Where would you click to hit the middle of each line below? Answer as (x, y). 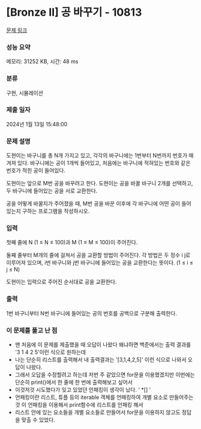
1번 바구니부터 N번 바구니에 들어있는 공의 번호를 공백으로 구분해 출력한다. (91, 313)
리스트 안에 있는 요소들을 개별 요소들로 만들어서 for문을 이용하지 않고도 (98, 412)
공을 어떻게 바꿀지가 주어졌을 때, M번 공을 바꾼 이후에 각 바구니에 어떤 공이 (93, 204)
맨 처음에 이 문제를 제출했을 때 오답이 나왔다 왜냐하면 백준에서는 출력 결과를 (103, 345)
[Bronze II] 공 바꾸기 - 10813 (74, 12)
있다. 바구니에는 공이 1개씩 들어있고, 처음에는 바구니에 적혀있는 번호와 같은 (104, 163)
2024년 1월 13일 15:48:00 (37, 124)
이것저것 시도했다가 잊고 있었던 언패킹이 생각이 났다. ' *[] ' (83, 390)
